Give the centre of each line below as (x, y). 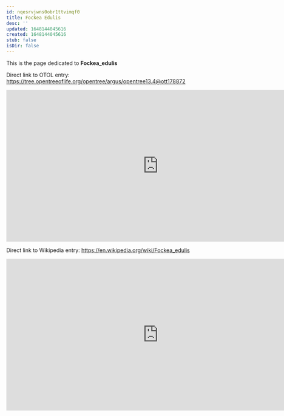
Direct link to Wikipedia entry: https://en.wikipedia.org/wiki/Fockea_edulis (98, 250)
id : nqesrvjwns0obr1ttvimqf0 (43, 12)
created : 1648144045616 (36, 35)
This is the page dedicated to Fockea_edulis (62, 63)
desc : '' (17, 23)
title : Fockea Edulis (34, 18)
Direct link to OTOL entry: (38, 75)
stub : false (21, 40)
